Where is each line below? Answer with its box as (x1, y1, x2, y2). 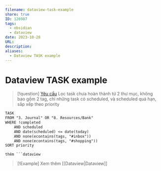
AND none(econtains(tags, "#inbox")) (14, 134, 92, 139)
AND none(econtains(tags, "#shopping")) (14, 138, 98, 143)
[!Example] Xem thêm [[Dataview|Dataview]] (17, 161, 107, 167)
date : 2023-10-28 (5, 35, 41, 40)
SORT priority (5, 143, 34, 148)
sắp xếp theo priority (17, 101, 60, 107)
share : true (5, 12, 30, 17)
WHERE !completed (5, 120, 41, 125)
